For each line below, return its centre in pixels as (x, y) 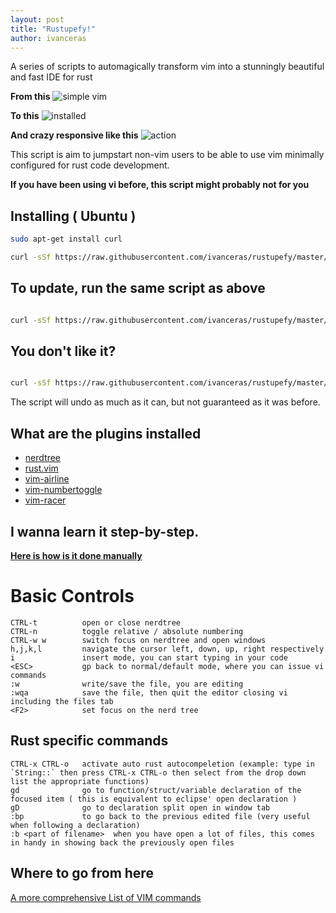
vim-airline (47, 479)
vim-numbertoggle (63, 490)
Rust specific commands (89, 741)
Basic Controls (72, 596)
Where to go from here (82, 873)
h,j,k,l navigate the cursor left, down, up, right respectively (167, 649)
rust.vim (41, 468)
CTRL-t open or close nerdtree (96, 622)
